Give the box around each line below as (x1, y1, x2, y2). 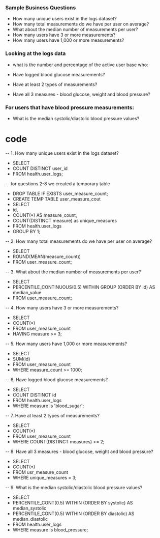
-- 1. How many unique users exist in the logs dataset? (5, 150, 119, 156)
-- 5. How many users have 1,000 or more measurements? (5, 341, 127, 347)
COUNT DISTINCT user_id (12, 165, 68, 172)
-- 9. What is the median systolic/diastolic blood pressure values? (5, 484, 143, 490)
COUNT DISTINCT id (12, 391, 56, 398)
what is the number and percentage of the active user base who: (12, 62, 148, 68)
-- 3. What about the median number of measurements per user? (5, 269, 141, 275)
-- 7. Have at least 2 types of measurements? (5, 412, 100, 418)
